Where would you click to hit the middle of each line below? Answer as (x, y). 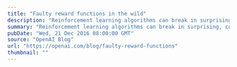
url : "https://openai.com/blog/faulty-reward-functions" (93, 46)
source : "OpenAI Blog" (41, 40)
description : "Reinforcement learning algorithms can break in (102, 20)
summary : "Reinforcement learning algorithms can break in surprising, (115, 27)
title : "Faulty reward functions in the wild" (77, 14)
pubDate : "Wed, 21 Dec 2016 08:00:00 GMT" (71, 33)
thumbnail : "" (28, 53)
